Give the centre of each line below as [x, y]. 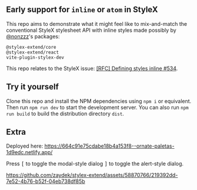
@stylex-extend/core [31, 47]
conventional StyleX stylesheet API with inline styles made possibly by [91, 30]
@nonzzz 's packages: [33, 36]
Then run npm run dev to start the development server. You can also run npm [98, 107]
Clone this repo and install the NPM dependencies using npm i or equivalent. [99, 101]
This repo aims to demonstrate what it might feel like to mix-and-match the [96, 24]
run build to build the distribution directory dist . [65, 114]
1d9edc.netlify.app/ [29, 152]
